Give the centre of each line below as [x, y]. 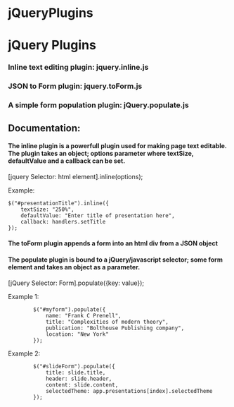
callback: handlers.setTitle [63, 221]
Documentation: [44, 128]
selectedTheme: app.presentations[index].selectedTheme [129, 391]
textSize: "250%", [47, 209]
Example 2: [24, 353]
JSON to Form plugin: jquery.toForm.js [75, 86]
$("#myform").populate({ [70, 309]
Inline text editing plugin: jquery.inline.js [78, 67]
